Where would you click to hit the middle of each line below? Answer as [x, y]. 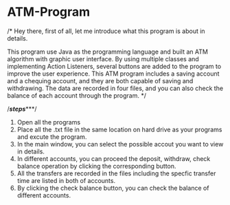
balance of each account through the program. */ [77, 95]
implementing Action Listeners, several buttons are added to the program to [114, 66]
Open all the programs [49, 122]
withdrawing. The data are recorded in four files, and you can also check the [115, 88]
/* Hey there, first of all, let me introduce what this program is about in [106, 31]
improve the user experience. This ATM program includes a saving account [113, 74]
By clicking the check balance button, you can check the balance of [113, 188]
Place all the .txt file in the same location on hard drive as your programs [119, 129]
